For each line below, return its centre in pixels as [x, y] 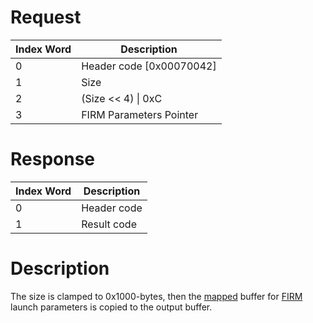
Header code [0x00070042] [149, 66]
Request [46, 17]
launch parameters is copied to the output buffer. [111, 307]
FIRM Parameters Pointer [140, 114]
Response [53, 159]
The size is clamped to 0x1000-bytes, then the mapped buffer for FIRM [156, 296]
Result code [109, 224]
